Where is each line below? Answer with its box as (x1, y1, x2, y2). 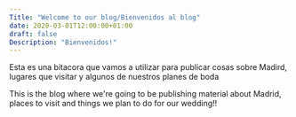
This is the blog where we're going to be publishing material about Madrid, (9, 89, 282, 99)
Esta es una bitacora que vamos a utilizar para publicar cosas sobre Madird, (9, 62, 287, 73)
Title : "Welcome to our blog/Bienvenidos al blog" (9, 12, 201, 22)
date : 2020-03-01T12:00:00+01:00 (9, 21, 133, 30)
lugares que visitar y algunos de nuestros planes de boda (9, 72, 220, 82)
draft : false (9, 29, 58, 38)
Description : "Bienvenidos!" (9, 37, 117, 47)
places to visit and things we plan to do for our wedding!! (9, 98, 218, 109)
